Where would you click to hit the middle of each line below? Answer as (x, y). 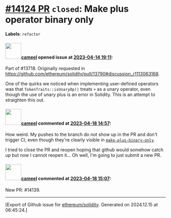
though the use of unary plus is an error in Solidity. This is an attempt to (80, 94)
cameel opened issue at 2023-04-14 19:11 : (67, 57)
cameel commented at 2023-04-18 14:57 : (66, 123)
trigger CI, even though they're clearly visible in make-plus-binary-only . (80, 140)
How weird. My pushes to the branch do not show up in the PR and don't (81, 135)
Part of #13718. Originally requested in (45, 68)
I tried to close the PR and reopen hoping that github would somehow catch (84, 150)
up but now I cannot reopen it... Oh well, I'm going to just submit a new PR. (83, 155)
